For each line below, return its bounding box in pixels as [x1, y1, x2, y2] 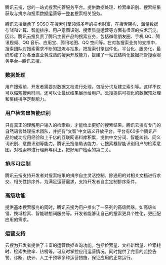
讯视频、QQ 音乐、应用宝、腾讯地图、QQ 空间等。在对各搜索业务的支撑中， [5, 40, 160, 45]
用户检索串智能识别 [5, 110, 51, 117]
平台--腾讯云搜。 [9, 58, 44, 64]
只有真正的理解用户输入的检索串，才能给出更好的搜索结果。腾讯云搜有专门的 [5, 122, 161, 128]
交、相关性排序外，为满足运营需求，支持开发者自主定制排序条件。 [5, 178, 139, 184]
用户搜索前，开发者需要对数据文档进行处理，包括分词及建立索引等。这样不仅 [5, 84, 161, 90]
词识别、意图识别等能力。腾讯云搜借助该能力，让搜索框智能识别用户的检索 [5, 140, 157, 146]
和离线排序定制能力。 [5, 96, 48, 102]
